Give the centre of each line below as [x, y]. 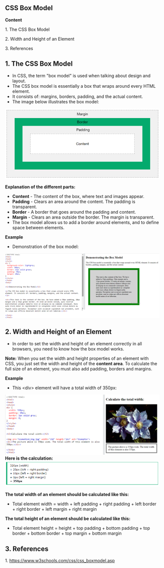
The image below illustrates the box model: [56, 101]
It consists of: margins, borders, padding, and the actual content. [78, 96]
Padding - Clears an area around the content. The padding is [74, 202]
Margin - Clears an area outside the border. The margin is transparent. [83, 217]
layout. [19, 81]
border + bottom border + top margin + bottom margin [67, 533]
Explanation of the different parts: [40, 187]
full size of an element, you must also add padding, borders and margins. [79, 369]
